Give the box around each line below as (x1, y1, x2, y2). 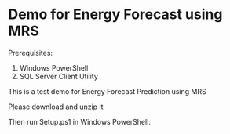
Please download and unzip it (8, 102, 104, 111)
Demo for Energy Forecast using (8, 5, 223, 24)
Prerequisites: (8, 48, 53, 57)
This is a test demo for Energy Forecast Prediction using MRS (8, 86, 206, 96)
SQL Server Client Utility (19, 71, 98, 81)
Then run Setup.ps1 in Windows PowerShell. (8, 117, 152, 126)
